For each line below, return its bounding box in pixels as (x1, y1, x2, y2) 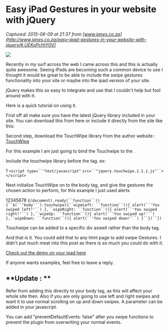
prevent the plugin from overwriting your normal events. (6, 319, 122, 325)
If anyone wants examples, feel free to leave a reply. (6, 260, 114, 266)
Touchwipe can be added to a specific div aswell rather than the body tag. (6, 225, 160, 231)
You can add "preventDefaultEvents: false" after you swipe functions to (6, 313, 154, 320)
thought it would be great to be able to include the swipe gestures (6, 72, 143, 78)
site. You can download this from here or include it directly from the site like (6, 118, 163, 124)
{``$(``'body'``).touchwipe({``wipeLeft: (6, 202, 94, 207)
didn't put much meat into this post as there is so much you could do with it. (6, 240, 163, 246)
